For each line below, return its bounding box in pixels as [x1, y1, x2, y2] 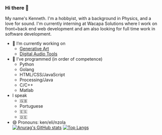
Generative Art [19, 46, 49, 52]
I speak [12, 92, 27, 98]
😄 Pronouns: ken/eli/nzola [12, 119, 66, 125]
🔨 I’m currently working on [12, 41, 66, 46]
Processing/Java [19, 77, 53, 83]
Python [19, 61, 34, 67]
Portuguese [19, 103, 43, 109]
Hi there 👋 [5, 4, 29, 11]
